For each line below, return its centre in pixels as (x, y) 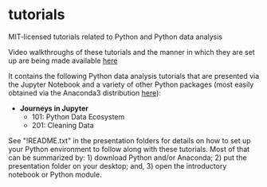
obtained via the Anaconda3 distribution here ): (85, 92)
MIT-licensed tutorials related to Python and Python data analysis (116, 37)
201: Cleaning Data (63, 125)
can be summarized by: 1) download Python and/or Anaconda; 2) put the (128, 158)
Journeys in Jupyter (54, 108)
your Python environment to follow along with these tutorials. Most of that (129, 149)
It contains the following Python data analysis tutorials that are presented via (134, 76)
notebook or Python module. (55, 174)
